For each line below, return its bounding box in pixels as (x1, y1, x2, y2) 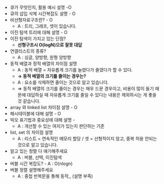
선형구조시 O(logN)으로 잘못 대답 (17, 42, 82, 47)
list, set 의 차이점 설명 (10, 129, 53, 135)
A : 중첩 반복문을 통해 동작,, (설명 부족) (17, 173, 93, 179)
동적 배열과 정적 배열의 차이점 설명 (10, 60, 77, 66)
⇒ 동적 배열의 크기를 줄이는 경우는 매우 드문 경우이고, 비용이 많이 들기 (17, 85, 154, 91)
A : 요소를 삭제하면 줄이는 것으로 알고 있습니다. (17, 79, 109, 85)
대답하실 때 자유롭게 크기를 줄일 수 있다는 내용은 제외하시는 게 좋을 (27, 92, 157, 97)
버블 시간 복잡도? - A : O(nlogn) (10, 160, 73, 166)
